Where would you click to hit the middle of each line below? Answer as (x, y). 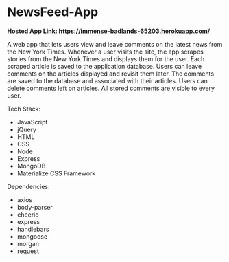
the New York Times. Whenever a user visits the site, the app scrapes (105, 52)
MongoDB (31, 166)
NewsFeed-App (53, 12)
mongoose (32, 236)
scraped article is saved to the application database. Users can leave (105, 66)
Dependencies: (28, 186)
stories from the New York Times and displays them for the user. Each (106, 58)
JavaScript (32, 122)
